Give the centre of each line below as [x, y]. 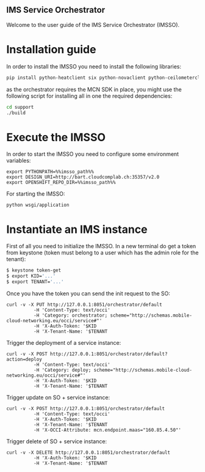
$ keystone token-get [34, 271]
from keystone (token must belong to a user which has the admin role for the [103, 253]
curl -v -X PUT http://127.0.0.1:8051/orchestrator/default [85, 304]
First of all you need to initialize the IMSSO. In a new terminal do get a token [101, 246]
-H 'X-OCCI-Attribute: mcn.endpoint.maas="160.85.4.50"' [107, 430]
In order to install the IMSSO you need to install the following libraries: [94, 66]
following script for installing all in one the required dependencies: [89, 96]
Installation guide [51, 50]
